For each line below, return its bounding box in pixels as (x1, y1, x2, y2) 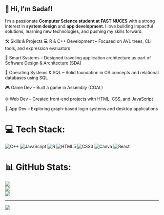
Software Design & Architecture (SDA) (5, 60, 82, 66)
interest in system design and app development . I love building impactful (5, 23, 153, 29)
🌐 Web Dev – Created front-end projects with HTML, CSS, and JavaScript (5, 96, 153, 102)
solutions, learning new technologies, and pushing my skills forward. (5, 28, 143, 34)
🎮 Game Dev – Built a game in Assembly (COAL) (5, 84, 103, 90)
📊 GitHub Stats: (5, 161, 72, 172)
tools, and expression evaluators (5, 45, 71, 51)
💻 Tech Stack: (5, 124, 65, 135)
